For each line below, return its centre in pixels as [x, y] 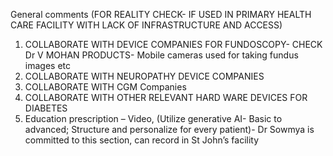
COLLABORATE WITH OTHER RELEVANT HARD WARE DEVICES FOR [166, 97]
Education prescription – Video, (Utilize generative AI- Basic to [153, 118]
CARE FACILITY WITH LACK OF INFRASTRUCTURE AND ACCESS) [146, 25]
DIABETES [46, 108]
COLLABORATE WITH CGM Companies [105, 87]
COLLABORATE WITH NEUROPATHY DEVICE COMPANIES [144, 76]
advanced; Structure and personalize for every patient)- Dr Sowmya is [169, 129]
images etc [47, 65]
